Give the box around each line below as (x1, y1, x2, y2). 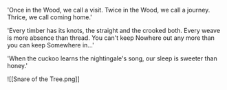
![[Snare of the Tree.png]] (7, 75, 80, 83)
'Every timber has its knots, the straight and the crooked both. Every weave (7, 27, 221, 34)
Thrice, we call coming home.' (7, 13, 93, 21)
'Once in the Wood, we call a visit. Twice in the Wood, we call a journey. (7, 6, 210, 14)
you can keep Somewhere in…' (7, 41, 95, 49)
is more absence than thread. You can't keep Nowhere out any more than (7, 34, 215, 42)
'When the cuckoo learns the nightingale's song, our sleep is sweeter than (7, 54, 218, 63)
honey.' (7, 62, 28, 69)
